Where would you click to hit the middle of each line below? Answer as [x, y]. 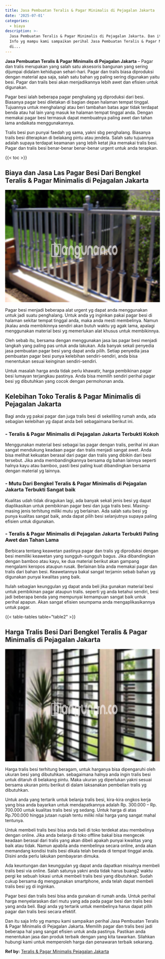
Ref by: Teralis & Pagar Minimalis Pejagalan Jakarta [57, 952]
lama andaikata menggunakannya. [40, 123]
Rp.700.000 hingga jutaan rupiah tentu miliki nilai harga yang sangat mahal [81, 815]
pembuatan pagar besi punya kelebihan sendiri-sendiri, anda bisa [71, 356]
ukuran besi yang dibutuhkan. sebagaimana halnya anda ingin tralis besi [78, 774]
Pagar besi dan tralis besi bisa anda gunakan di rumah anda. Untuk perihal [80, 896]
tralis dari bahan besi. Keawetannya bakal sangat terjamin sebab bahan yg [80, 571]
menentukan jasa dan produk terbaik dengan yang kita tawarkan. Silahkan [80, 937]
